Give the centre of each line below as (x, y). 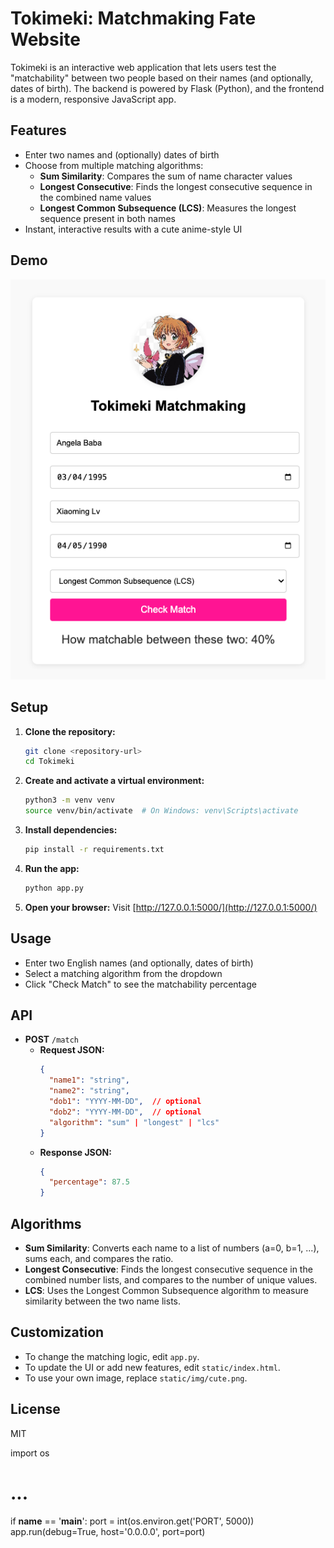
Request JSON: (72, 1050)
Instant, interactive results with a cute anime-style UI (133, 229)
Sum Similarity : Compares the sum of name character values (166, 176)
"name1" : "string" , (89, 1080)
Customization (57, 1332)
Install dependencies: (71, 830)
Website (45, 39)
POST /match (51, 1039)
